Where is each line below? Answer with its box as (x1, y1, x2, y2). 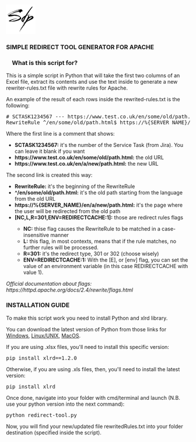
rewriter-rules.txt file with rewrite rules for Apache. (6, 84, 128, 91)
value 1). (23, 269, 44, 276)
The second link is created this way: (6, 172, 93, 179)
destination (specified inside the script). (6, 429, 102, 436)
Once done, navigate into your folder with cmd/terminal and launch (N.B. (6, 394, 181, 401)
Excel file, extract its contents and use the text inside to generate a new (6, 78, 178, 85)
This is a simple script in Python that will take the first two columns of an (6, 72, 180, 79)
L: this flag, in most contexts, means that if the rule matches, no (23, 238, 177, 245)
